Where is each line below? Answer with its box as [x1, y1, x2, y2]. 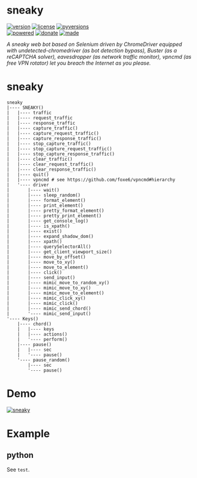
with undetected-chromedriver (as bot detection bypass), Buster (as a [6, 47, 177, 54]
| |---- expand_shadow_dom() [6, 233, 94, 239]
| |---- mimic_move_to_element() [6, 290, 105, 296]
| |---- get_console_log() [6, 218, 89, 224]
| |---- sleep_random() [6, 192, 81, 198]
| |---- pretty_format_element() [6, 207, 105, 214]
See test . [6, 466, 30, 473]
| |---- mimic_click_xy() [6, 295, 86, 301]
